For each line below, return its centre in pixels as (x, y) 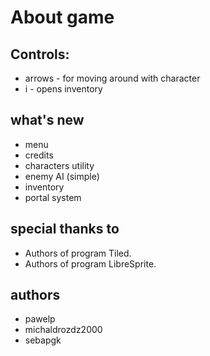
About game (62, 17)
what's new (47, 120)
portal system (53, 197)
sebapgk (43, 340)
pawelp (40, 319)
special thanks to (65, 229)
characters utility (59, 165)
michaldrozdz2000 (63, 330)
